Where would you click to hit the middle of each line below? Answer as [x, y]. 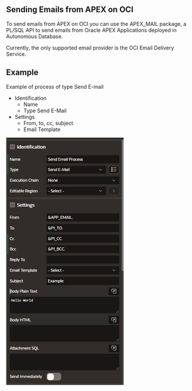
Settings [25, 116]
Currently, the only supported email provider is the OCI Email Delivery [90, 48]
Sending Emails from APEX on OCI [70, 10]
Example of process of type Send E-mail [55, 86]
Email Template [42, 129]
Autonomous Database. [35, 36]
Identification [31, 98]
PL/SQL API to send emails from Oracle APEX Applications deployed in [92, 30]
